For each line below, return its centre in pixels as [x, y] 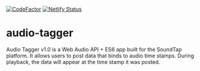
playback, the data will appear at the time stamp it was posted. [83, 62]
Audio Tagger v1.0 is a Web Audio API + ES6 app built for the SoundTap [94, 49]
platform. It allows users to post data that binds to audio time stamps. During [100, 56]
